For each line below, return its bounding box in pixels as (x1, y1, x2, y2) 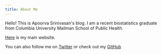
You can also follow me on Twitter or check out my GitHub (5, 43, 121, 49)
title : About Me (5, 7, 38, 12)
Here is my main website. (5, 34, 56, 40)
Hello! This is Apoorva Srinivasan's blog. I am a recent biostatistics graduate (5, 20, 158, 26)
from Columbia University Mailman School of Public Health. (5, 25, 124, 31)
